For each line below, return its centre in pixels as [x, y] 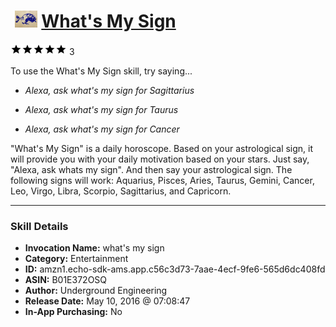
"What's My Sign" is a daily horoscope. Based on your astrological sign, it [162, 148]
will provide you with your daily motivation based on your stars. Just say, [160, 159]
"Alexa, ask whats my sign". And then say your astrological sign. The [151, 169]
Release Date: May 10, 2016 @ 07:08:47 [107, 301]
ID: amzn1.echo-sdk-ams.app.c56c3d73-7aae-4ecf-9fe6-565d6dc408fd [175, 269]
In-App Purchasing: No [73, 312]
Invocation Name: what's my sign [94, 248]
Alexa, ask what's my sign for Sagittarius [109, 90]
